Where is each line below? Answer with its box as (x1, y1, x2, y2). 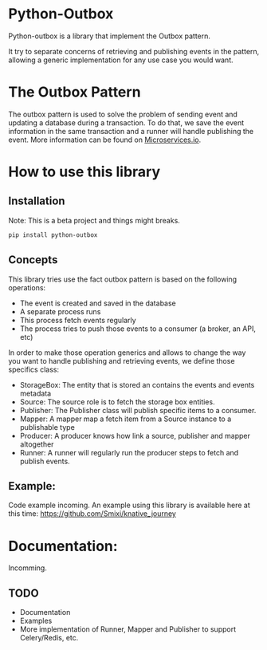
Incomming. (8, 563, 48, 573)
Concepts (8, 253, 58, 267)
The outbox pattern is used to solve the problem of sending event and (8, 109, 238, 119)
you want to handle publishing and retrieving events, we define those (8, 356, 235, 365)
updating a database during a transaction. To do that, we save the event (8, 117, 245, 128)
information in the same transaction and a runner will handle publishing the (8, 126, 254, 136)
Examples (19, 616, 53, 626)
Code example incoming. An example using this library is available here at (8, 500, 251, 510)
